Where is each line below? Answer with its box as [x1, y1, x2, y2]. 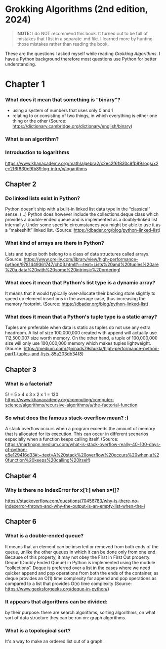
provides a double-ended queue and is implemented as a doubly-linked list [5, 217, 158, 223]
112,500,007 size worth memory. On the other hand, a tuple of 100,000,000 [5, 335, 158, 341]
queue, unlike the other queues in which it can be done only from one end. [5, 549, 157, 555]
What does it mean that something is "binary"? [5, 96, 121, 103]
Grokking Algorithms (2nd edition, [5, 3, 148, 15]
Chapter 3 [5, 365, 37, 374]
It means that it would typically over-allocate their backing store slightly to [5, 290, 156, 296]
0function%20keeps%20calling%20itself [5, 457, 89, 463]
